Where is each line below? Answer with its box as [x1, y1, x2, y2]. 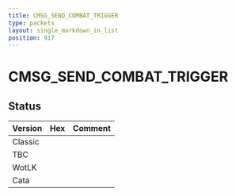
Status [8, 99, 42, 113]
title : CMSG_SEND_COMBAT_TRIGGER [8, 11, 119, 20]
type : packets [8, 19, 55, 27]
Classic [12, 136, 40, 148]
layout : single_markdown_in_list [8, 26, 119, 34]
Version [12, 123, 43, 134]
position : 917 [8, 33, 55, 42]
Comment [72, 123, 111, 134]
